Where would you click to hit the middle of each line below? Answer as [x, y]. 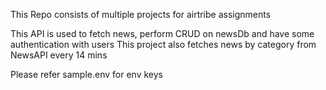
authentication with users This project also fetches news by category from [163, 44]
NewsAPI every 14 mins [59, 55]
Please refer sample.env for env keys [86, 74]
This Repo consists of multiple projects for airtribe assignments [141, 14]
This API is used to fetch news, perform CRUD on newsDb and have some [162, 33]
